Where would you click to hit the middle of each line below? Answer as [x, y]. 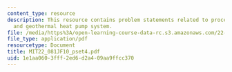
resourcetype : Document [41, 45]
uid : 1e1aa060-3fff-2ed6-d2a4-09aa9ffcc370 [71, 58]
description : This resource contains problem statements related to [108, 20]
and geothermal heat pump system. [63, 26]
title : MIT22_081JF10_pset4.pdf [54, 52]
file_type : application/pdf [48, 39]
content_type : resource [41, 13]
